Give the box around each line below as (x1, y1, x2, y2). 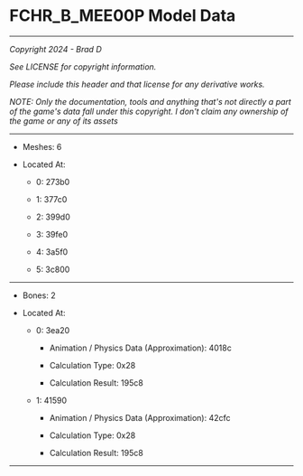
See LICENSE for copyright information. (9, 61, 157, 72)
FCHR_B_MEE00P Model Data (9, 5, 236, 26)
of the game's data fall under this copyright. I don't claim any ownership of (9, 106, 289, 117)
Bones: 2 (22, 290, 56, 301)
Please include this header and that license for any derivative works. (9, 79, 265, 89)
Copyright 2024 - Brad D (9, 43, 102, 54)
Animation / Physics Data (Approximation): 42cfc (49, 412, 232, 423)
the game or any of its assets (9, 115, 119, 126)
